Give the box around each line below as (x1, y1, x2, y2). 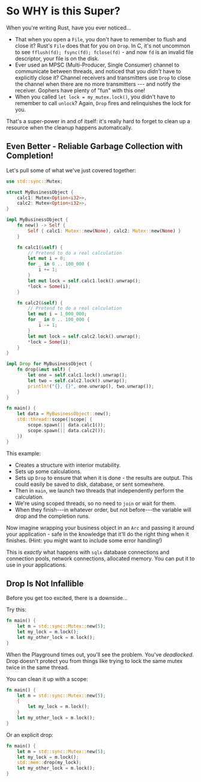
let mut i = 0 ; (28, 255, 66, 262)
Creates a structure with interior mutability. (14, 461, 121, 468)
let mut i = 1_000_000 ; (28, 311, 87, 317)
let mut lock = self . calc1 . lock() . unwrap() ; (28, 277, 141, 283)
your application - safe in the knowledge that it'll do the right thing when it (6, 530, 189, 538)
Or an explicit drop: (6, 731, 54, 738)
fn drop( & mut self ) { (17, 366, 71, 373)
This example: (6, 449, 41, 457)
